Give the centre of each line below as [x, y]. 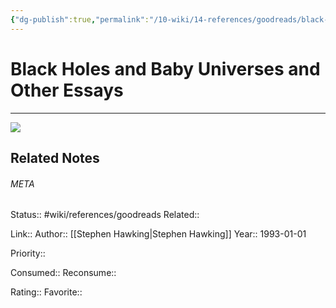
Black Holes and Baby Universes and [165, 68]
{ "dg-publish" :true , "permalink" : [80, 19]
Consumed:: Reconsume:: [63, 273]
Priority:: [28, 253]
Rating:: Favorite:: [46, 292]
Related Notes [55, 157]
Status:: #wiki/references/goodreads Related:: [105, 215]
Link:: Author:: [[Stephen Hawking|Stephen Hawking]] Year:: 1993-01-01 [158, 234]
